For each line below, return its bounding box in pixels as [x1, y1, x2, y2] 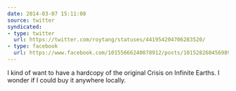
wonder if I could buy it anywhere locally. [7, 76, 126, 84]
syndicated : [7, 23, 42, 30]
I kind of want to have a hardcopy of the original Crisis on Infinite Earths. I [7, 68, 220, 77]
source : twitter [7, 17, 55, 24]
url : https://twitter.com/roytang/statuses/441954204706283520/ [13, 36, 206, 43]
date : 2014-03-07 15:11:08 [7, 10, 86, 17]
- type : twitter [7, 29, 55, 37]
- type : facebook [7, 43, 58, 50]
